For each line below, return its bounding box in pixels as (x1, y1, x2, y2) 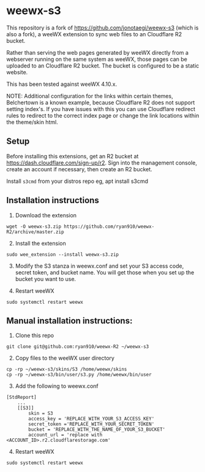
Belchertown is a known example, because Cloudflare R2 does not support (6, 99, 195, 106)
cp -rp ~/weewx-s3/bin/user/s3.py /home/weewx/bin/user (6, 372, 152, 378)
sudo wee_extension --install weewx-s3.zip (6, 251, 119, 258)
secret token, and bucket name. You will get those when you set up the (15, 268, 195, 276)
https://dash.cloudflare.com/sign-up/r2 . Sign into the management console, (6, 159, 198, 166)
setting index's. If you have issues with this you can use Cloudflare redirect (6, 105, 196, 112)
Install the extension (15, 239, 66, 247)
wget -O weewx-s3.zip (6, 223, 62, 230)
